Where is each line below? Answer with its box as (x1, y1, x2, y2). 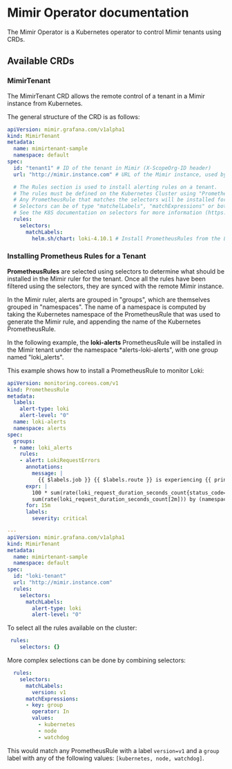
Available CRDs (7, 55, 75, 67)
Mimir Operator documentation (7, 5, 189, 21)
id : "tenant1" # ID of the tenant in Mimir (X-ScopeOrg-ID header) (13, 164, 212, 171)
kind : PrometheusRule (7, 386, 70, 393)
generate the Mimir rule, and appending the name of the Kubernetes (7, 317, 202, 326)
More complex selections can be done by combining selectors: (7, 656, 186, 664)
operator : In (32, 708, 70, 715)
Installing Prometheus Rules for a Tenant (7, 251, 146, 261)
